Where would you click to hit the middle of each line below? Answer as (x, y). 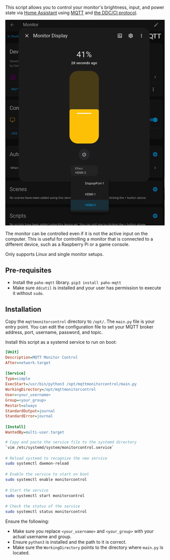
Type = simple (18, 379)
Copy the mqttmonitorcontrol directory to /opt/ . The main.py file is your (80, 321)
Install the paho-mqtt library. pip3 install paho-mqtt (67, 283)
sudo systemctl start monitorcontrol (45, 496)
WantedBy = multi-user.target (35, 433)
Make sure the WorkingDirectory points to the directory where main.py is (88, 547)
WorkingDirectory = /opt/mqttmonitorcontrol (51, 390)
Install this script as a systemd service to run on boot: (61, 342)
